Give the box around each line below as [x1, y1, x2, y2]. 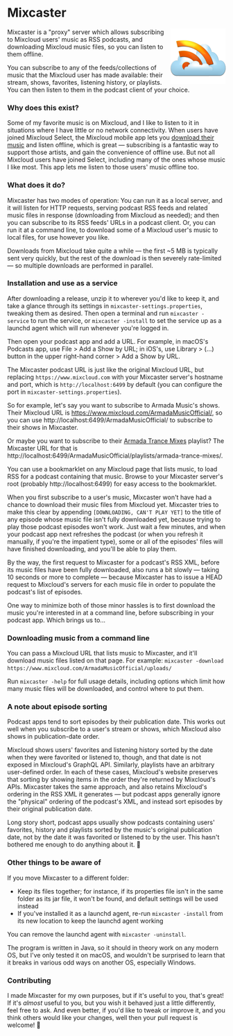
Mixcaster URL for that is [7, 444, 78, 452]
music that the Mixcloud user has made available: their [7, 71, 163, 79]
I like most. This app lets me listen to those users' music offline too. [7, 163, 200, 172]
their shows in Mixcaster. [7, 423, 78, 431]
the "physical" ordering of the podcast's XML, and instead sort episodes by [7, 797, 223, 806]
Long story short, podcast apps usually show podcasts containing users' [7, 818, 215, 827]
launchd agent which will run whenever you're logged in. [7, 324, 169, 332]
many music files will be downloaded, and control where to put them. [7, 685, 205, 693]
